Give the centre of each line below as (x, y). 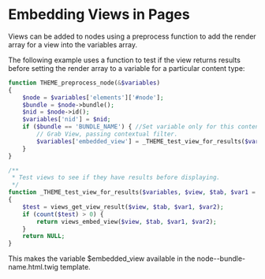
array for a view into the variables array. (73, 44)
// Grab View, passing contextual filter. (107, 134)
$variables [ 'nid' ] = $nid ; (67, 120)
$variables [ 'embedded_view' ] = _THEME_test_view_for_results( (141, 141)
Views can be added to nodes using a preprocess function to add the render (132, 36)
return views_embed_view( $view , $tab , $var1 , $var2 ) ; (127, 221)
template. (75, 267)
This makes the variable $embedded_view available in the (102, 259)
